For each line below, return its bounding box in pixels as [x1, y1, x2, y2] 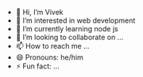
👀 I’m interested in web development [15, 16, 136, 25]
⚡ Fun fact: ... [15, 61, 60, 71]
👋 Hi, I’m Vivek [15, 8, 64, 16]
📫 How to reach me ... [15, 42, 90, 50]
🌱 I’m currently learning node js [15, 24, 118, 33]
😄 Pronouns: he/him [15, 53, 83, 62]
